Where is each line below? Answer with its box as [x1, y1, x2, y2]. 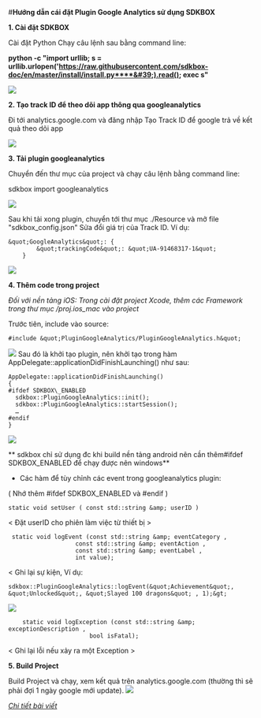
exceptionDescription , [8, 625, 87, 633]
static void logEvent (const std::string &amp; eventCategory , [11, 533, 227, 541]
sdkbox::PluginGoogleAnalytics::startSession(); [15, 400, 178, 408]
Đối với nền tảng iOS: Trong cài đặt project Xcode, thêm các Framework [8, 296, 243, 305]
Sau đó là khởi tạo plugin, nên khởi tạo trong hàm [17, 349, 177, 359]
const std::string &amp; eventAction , [75, 540, 207, 548]
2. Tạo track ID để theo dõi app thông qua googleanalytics [8, 100, 201, 110]
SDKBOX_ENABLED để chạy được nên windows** [8, 458, 170, 467]
